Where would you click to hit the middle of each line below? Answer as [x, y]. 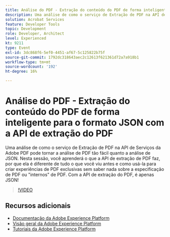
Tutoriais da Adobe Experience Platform [54, 229]
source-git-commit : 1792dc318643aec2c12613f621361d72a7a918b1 [72, 57]
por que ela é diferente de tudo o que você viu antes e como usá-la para [81, 164]
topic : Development [26, 29]
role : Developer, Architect [35, 34]
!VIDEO [25, 190]
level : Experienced [26, 39]
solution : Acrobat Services [35, 19]
